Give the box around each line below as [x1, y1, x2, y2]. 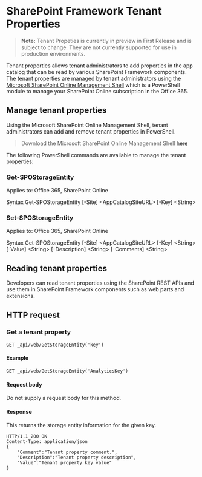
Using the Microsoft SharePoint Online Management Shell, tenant [6, 121, 168, 129]
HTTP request [6, 310, 60, 320]
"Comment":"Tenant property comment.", [17, 449, 118, 456]
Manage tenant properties [6, 105, 107, 116]
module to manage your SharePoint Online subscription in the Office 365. [6, 87, 189, 95]
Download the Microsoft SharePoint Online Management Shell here [21, 140, 188, 147]
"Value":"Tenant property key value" [17, 460, 112, 466]
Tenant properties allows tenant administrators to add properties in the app [6, 62, 194, 69]
